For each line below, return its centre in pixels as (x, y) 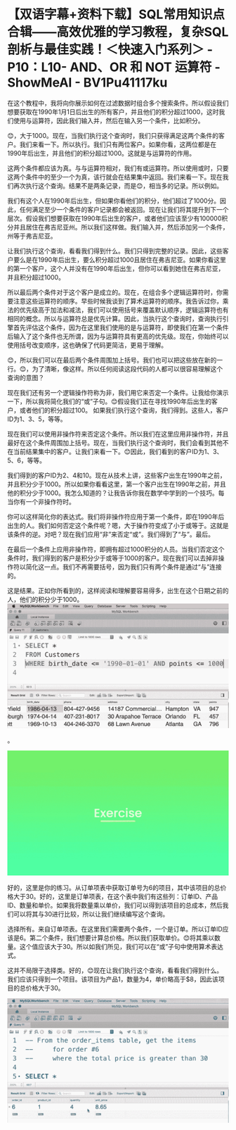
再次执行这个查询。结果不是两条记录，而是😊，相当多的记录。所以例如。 (118, 186)
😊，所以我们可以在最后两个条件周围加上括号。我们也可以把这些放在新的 (112, 360)
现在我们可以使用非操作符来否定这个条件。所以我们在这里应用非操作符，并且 (118, 434)
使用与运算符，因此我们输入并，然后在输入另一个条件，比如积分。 (109, 120)
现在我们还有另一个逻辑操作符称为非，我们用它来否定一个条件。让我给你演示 (118, 392)
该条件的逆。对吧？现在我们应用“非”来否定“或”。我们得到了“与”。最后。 (111, 534)
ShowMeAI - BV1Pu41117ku (87, 83)
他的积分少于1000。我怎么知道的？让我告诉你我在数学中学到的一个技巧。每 (116, 493)
